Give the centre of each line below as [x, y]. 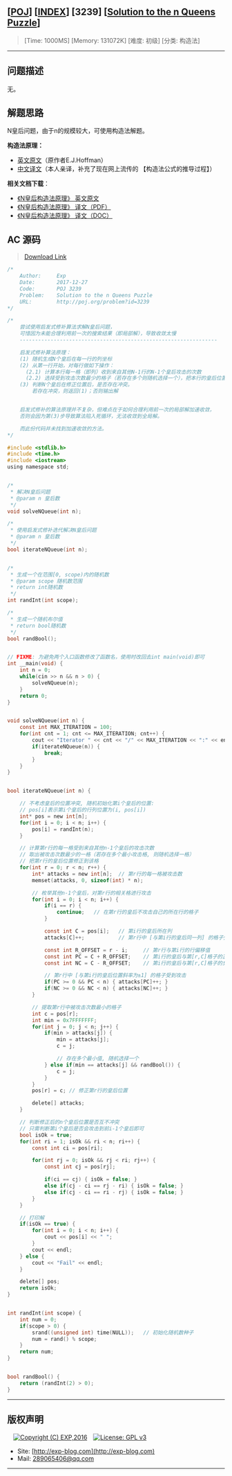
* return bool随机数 [38, 626]
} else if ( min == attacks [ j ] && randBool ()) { [112, 1065]
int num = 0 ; [38, 1319]
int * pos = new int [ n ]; [54, 816]
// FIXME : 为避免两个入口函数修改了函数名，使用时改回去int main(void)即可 [106, 657]
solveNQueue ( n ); [55, 683]
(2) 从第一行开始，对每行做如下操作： [67, 365]
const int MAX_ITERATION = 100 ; [66, 728]
